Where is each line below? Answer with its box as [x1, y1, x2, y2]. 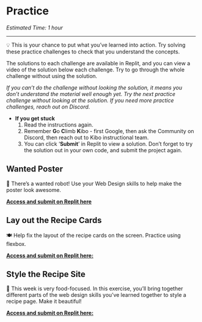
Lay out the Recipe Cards [6, 215, 102, 225]
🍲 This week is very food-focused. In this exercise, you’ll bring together [6, 285, 183, 292]
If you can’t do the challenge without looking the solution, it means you [6, 84, 182, 91]
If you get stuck [14, 115, 55, 122]
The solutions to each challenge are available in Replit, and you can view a [6, 59, 191, 67]
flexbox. [6, 240, 26, 247]
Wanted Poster [6, 164, 63, 174]
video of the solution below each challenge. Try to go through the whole [6, 66, 185, 73]
